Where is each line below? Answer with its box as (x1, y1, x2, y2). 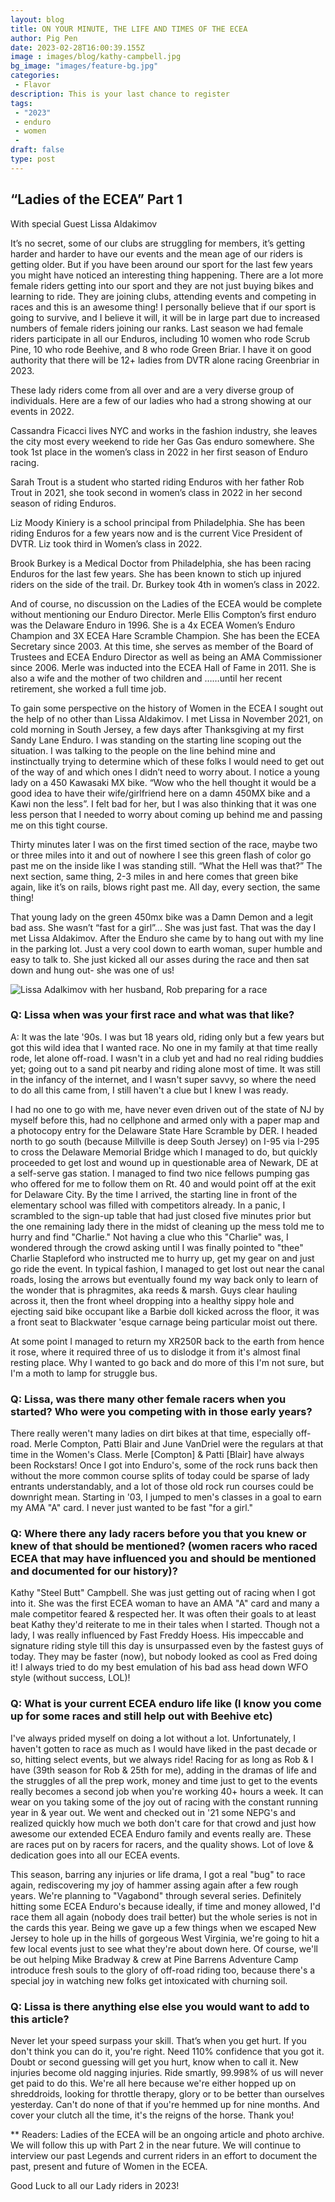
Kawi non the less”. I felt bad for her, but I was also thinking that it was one (10, 797, 317, 810)
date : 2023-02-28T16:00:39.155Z (10, 42, 145, 53)
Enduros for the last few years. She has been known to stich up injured (10, 567, 302, 580)
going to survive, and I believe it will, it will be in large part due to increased (10, 311, 321, 323)
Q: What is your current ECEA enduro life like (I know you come (10, 1697, 322, 1711)
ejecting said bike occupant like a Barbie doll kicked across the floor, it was (10, 1305, 320, 1317)
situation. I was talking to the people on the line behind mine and (10, 744, 276, 756)
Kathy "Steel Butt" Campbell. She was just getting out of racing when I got (10, 1587, 316, 1599)
